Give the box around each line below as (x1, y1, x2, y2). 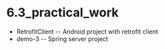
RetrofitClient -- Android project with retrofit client (16, 27, 159, 36)
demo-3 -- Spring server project (16, 34, 109, 42)
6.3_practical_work (6, 5, 119, 21)
